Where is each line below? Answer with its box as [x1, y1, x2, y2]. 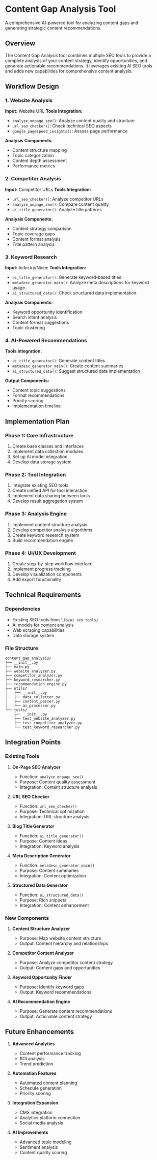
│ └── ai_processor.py [5, 703, 56, 708]
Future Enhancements [5, 1028, 75, 1036]
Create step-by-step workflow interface [12, 560, 93, 567]
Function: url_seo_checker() [19, 803, 78, 809]
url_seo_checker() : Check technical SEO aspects [12, 123, 112, 129]
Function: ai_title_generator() [19, 833, 84, 838]
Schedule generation [19, 1085, 62, 1091]
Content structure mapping [12, 147, 67, 153]
